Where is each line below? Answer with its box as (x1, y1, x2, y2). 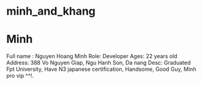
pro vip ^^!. (6, 72, 34, 79)
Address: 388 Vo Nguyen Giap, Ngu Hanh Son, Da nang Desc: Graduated (6, 59, 191, 67)
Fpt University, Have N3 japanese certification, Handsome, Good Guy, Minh (6, 65, 196, 73)
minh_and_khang (6, 4, 96, 18)
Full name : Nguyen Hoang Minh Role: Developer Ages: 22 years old (6, 53, 178, 60)
